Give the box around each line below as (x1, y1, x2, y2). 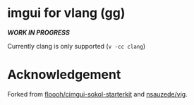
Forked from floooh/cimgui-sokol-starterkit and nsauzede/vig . (7, 89, 188, 98)
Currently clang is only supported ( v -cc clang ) (7, 42, 146, 50)
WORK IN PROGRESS (7, 28, 71, 37)
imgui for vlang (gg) (7, 5, 126, 21)
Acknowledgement (7, 67, 121, 82)
